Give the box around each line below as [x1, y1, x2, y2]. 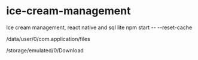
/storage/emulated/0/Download [6, 46, 84, 54]
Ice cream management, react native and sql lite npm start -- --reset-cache [6, 24, 193, 31]
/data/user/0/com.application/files [6, 35, 91, 42]
